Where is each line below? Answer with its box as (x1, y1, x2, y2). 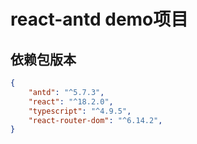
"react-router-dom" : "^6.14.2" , (28, 115, 163, 125)
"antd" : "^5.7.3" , (28, 87, 105, 97)
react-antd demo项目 (10, 8, 189, 31)
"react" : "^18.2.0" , (28, 96, 114, 107)
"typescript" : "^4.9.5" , (28, 106, 132, 116)
